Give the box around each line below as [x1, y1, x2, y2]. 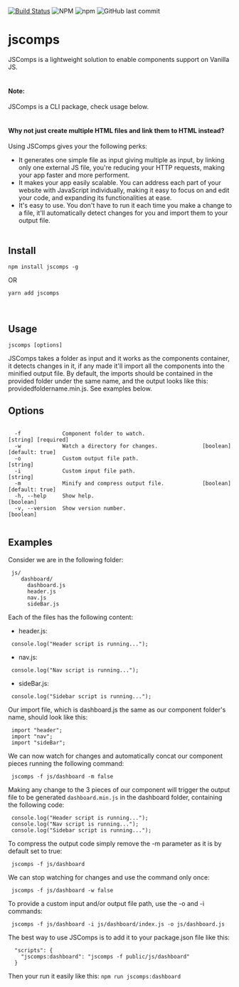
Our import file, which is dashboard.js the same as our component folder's [8, 705, 226, 714]
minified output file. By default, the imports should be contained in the [8, 369, 213, 377]
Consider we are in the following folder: [8, 555, 124, 564]
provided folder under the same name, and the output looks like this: [8, 376, 208, 385]
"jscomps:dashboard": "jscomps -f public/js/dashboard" [21, 953, 191, 960]
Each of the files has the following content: [8, 613, 134, 621]
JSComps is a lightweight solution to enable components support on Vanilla [8, 55, 230, 63]
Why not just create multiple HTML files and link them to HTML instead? [8, 126, 225, 134]
